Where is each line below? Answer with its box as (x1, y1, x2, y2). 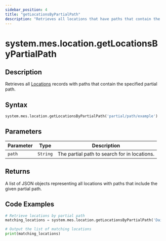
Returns (5, 167, 31, 176)
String (37, 151, 53, 156)
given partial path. (5, 186, 42, 192)
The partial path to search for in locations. (57, 150, 155, 157)
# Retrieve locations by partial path (5, 213, 85, 218)
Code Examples (5, 200, 54, 208)
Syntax (5, 100, 28, 109)
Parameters (5, 127, 42, 136)
